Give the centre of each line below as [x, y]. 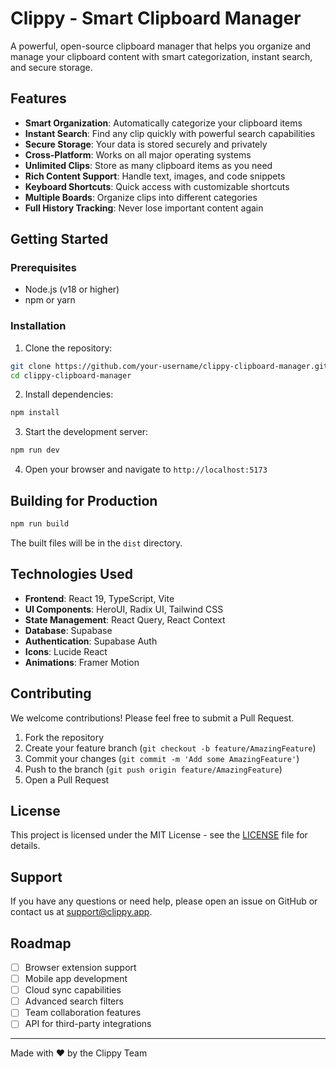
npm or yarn [50, 300]
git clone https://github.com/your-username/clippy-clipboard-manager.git [169, 366]
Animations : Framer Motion [82, 662]
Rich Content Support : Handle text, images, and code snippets [155, 176]
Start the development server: [86, 432]
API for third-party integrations [88, 1024]
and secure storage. [51, 67]
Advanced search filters [74, 1001]
